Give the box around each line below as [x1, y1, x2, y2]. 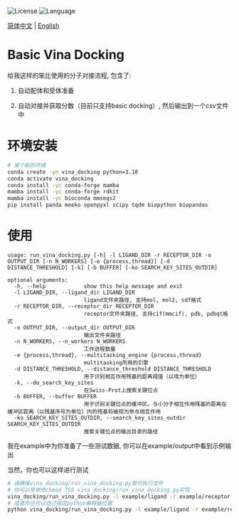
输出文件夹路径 [83, 331, 122, 339]
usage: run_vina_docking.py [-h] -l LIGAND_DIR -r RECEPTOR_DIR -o [7, 251, 212, 259]
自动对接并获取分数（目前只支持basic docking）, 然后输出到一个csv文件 [17, 101, 229, 110]
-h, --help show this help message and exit [14, 282, 183, 290]
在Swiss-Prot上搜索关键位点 [83, 386, 159, 394]
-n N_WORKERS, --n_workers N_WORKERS [14, 338, 126, 345]
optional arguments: [7, 276, 69, 284]
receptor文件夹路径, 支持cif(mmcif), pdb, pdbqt [83, 310, 223, 317]
